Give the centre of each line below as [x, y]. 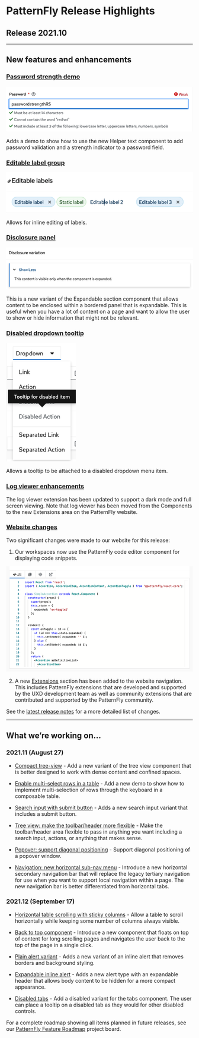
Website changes [32, 527]
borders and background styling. [54, 963]
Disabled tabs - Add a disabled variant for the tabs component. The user [103, 998]
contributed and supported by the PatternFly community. [84, 700]
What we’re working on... [54, 736]
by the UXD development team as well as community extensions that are [103, 693]
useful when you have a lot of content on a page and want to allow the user [98, 311]
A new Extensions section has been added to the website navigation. [99, 681]
